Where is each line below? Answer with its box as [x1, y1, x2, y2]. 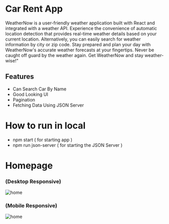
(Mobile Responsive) [5, 202, 58, 209]
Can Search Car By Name [12, 86, 67, 92]
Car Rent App [5, 3, 63, 15]
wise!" [5, 57, 19, 63]
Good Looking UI [12, 91, 48, 97]
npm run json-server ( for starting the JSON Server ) [12, 142, 123, 148]
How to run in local [5, 120, 86, 131]
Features [5, 72, 34, 81]
